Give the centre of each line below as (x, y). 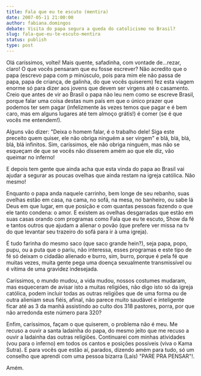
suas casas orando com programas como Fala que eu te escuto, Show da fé (100, 219)
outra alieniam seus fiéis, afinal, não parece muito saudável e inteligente (95, 300)
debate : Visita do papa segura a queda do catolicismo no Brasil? (91, 29)
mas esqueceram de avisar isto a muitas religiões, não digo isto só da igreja (100, 287)
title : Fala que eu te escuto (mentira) (58, 12)
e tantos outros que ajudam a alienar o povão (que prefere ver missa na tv (97, 225)
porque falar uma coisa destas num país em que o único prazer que (90, 100)
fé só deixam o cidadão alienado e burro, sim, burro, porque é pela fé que (97, 256)
